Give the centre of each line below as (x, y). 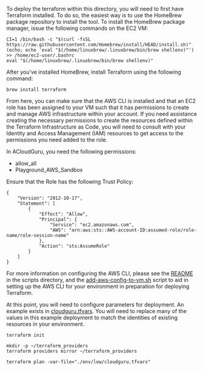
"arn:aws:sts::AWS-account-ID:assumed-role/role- (133, 230)
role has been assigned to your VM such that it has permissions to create (98, 107)
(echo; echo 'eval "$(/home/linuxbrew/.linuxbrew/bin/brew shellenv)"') (100, 50)
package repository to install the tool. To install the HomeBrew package (96, 22)
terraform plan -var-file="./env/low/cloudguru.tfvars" (78, 362)
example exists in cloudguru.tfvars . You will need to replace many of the (97, 311)
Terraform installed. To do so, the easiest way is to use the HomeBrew (94, 15)
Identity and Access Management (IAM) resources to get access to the (95, 133)
